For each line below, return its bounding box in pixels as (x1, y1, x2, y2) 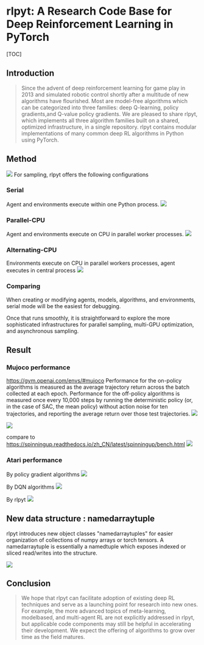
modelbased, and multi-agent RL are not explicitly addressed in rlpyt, (21, 614, 195, 621)
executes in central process (6, 267, 76, 274)
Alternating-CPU (6, 246, 57, 254)
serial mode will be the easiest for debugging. (6, 302, 121, 309)
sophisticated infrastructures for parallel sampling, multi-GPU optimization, (6, 320, 194, 328)
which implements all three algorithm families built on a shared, (21, 117, 180, 124)
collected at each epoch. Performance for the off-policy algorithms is (6, 390, 180, 397)
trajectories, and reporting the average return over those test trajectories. (6, 410, 191, 417)
